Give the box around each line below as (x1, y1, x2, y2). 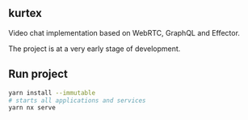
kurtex (8, 6, 42, 20)
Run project (8, 67, 69, 81)
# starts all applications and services (8, 96, 147, 105)
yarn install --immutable (8, 88, 95, 96)
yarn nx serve (8, 104, 57, 112)
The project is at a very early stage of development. (8, 44, 181, 54)
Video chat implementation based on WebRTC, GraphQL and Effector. (8, 28, 241, 37)
